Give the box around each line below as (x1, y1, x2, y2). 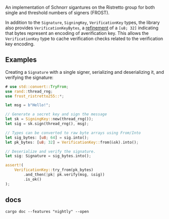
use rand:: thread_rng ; (5, 89, 53, 94)
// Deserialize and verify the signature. (5, 149, 96, 154)
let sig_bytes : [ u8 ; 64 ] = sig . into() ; (5, 135, 89, 140)
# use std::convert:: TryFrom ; (5, 84, 69, 89)
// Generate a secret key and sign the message (5, 112, 107, 117)
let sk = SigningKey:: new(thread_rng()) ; (5, 116, 94, 122)
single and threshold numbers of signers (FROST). (5, 10, 110, 16)
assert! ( (5, 163, 24, 168)
